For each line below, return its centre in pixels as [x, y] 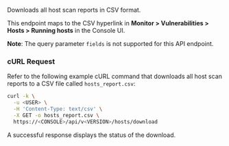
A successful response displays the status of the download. [92, 135]
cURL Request [31, 61]
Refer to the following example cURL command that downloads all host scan [115, 76]
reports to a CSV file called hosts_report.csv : [71, 84]
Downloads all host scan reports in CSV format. [74, 10]
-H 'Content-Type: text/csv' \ [58, 109]
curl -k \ [21, 96]
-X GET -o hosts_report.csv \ [56, 115]
